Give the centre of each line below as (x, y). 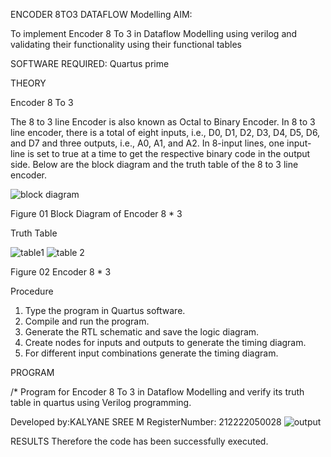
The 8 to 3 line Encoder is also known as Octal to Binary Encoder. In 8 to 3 (163, 122)
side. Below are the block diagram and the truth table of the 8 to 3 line (154, 164)
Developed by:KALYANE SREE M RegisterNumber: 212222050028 (146, 422)
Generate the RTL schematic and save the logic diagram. (142, 332)
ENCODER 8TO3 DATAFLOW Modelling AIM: (101, 14)
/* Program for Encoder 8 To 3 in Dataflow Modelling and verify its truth (157, 392)
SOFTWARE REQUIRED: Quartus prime (90, 63)
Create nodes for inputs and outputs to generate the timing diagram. (165, 342)
